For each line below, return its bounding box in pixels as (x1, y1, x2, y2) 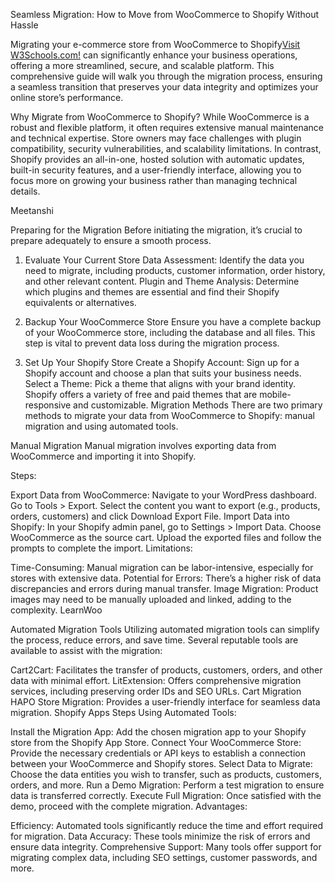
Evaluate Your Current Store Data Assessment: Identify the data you (24, 254, 305, 266)
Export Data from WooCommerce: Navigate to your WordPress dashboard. (10, 489, 317, 501)
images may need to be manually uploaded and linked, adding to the (10, 594, 292, 605)
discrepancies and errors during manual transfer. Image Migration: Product (10, 583, 319, 594)
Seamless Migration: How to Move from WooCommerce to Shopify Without (10, 9, 320, 20)
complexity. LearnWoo (10, 604, 103, 616)
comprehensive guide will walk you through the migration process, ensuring (10, 70, 323, 82)
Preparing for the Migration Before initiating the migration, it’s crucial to (10, 224, 303, 236)
